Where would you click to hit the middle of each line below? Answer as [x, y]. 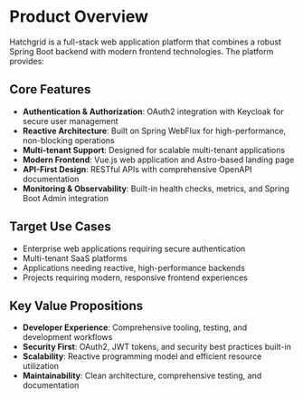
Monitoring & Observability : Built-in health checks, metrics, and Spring [156, 189]
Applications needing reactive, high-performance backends [134, 267]
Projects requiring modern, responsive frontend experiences [135, 277]
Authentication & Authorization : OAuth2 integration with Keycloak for [153, 112]
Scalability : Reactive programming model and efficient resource [142, 356]
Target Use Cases [60, 227]
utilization [41, 366]
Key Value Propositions [76, 306]
